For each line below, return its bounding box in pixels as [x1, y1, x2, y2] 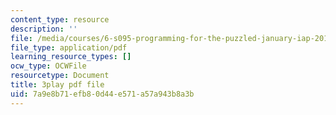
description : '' [10, 24, 78, 34]
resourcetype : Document [10, 71, 110, 81]
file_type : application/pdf [10, 42, 128, 53]
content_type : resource [10, 14, 110, 25]
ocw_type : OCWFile [10, 61, 87, 71]
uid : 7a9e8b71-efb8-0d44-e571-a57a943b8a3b [10, 89, 195, 99]
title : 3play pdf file [10, 80, 105, 90]
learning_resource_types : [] [10, 52, 132, 62]
